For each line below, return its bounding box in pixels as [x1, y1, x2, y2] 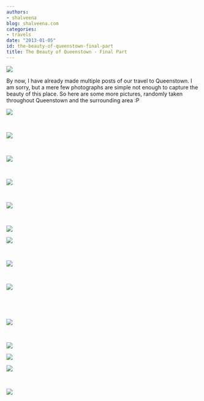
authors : [6, 9, 29, 15]
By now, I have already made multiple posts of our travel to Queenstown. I [6, 77, 192, 84]
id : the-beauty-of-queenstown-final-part [6, 43, 114, 50]
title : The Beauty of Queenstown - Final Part [6, 49, 127, 55]
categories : [6, 26, 37, 32]
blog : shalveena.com [6, 20, 59, 26]
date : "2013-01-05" [6, 37, 56, 43]
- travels [6, 32, 32, 38]
